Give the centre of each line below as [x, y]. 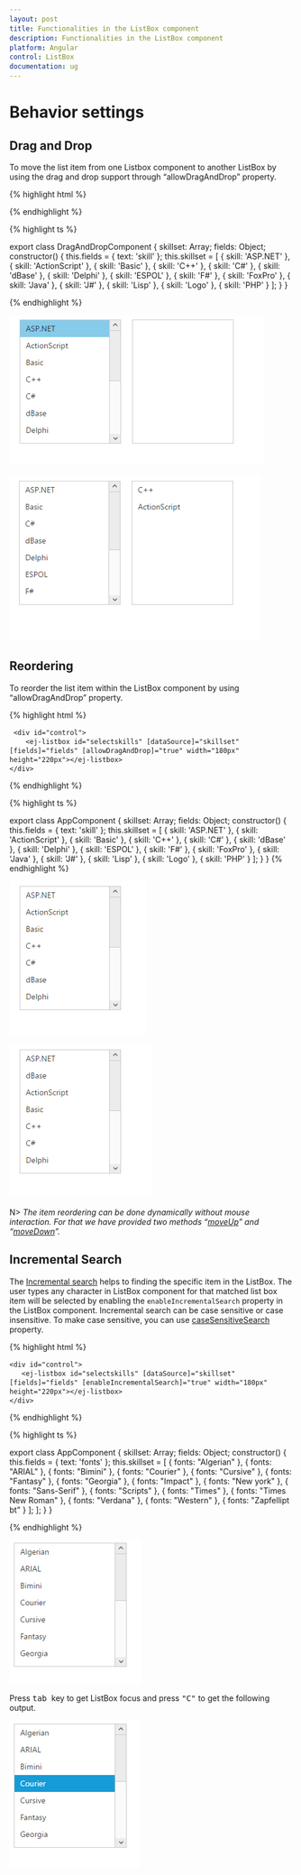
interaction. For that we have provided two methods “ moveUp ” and [134, 1221]
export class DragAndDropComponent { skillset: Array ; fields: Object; [137, 247]
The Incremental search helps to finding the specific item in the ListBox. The [151, 1282]
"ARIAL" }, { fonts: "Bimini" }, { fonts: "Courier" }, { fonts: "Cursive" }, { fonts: [151, 1471]
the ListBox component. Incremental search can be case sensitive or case [146, 1310]
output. [23, 1707]
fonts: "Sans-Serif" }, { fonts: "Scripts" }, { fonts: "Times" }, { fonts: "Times [148, 1490]
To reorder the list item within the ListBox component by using [124, 688]
